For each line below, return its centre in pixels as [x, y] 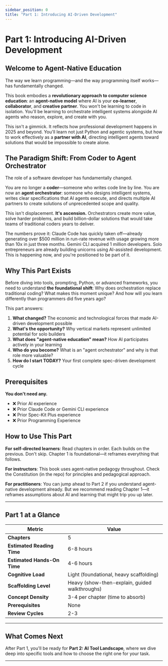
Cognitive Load [26, 574]
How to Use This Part [38, 436]
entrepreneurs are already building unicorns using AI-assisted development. [84, 250]
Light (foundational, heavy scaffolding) [113, 574]
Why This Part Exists [38, 271]
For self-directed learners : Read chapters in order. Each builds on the [77, 448]
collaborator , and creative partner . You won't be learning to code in [76, 106]
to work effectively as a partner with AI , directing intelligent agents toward [82, 137]
